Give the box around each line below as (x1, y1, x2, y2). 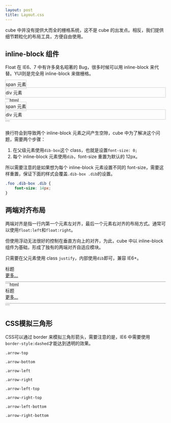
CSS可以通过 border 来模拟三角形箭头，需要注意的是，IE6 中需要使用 (5, 334, 150, 340)
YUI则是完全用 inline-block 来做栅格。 (14, 70, 94, 77)
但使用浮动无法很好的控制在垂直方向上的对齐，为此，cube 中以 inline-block (5, 238, 164, 244)
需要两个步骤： (14, 136, 46, 143)
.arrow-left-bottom (5, 404, 47, 409)
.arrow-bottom (5, 359, 36, 364)
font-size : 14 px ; (14, 186, 51, 191)
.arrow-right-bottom (5, 413, 49, 418)
